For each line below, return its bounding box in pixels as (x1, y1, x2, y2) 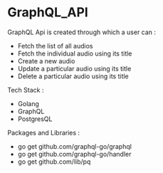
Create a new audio (17, 56, 75, 65)
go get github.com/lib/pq (17, 157, 91, 166)
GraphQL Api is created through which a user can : (7, 28, 157, 36)
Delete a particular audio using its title (17, 72, 130, 80)
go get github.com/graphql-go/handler (17, 150, 132, 158)
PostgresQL (17, 115, 53, 123)
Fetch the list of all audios (17, 41, 93, 50)
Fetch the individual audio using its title (17, 49, 132, 58)
